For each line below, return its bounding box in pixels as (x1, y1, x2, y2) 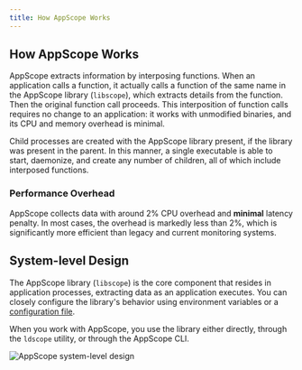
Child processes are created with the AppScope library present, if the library (9, 136, 293, 147)
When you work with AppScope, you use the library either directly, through (9, 323, 288, 334)
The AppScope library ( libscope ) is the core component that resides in (9, 277, 272, 288)
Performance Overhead (9, 187, 115, 199)
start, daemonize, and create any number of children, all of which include (9, 155, 281, 166)
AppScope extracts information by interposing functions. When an (9, 70, 255, 81)
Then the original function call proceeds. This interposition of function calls (9, 99, 288, 110)
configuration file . (9, 306, 75, 317)
